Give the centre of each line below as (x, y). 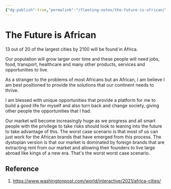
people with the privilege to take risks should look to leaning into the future (84, 126)
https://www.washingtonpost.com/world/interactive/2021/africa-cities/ (87, 181)
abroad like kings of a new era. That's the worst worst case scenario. (78, 153)
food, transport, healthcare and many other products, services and (75, 64)
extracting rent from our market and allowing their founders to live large (80, 147)
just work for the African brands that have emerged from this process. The (83, 137)
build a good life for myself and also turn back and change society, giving (82, 105)
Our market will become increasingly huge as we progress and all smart (80, 121)
